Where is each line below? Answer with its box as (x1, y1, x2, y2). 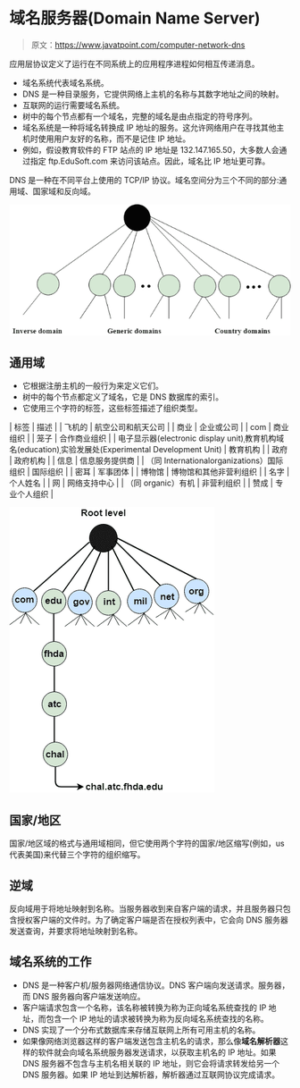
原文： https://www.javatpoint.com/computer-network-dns (30, 39, 246, 50)
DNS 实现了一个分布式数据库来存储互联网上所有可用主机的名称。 (21, 1025, 261, 1035)
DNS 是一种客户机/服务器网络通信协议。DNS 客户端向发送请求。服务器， (21, 980, 290, 991)
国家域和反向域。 (32, 185, 96, 197)
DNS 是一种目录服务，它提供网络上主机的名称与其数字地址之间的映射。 (21, 89, 284, 99)
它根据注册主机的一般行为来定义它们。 (21, 381, 163, 392)
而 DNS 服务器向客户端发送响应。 (21, 991, 146, 1001)
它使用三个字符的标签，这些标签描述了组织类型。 (21, 403, 203, 414)
